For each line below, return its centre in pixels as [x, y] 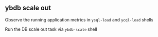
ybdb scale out [28, 8]
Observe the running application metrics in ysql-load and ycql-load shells [79, 19]
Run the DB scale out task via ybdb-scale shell [51, 29]
